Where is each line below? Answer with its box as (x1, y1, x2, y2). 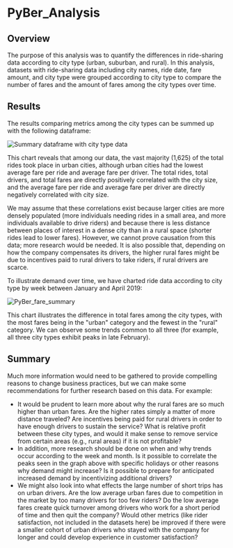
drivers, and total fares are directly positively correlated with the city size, (7, 175, 218, 184)
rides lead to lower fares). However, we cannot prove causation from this (7, 233, 216, 241)
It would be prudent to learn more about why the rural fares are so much (17, 400, 225, 408)
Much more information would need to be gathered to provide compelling (7, 371, 218, 380)
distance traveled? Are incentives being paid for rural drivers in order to (17, 414, 223, 423)
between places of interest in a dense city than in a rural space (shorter (7, 226, 212, 234)
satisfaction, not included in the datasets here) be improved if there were (17, 518, 226, 526)
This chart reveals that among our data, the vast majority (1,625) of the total (7, 153, 224, 161)
